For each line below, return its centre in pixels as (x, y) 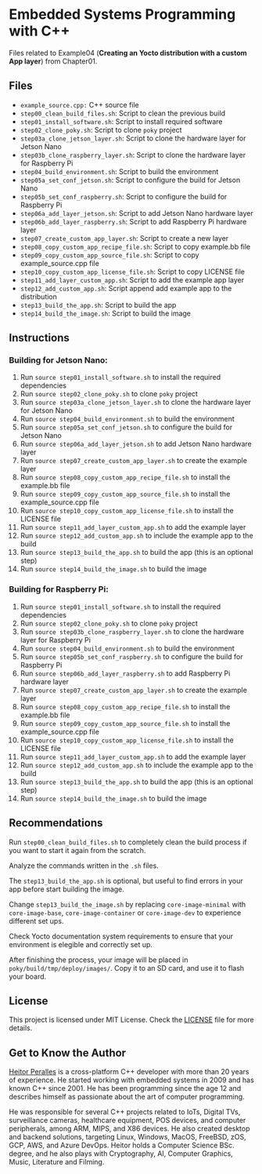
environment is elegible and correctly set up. (81, 944)
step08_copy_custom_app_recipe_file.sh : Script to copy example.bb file (135, 246)
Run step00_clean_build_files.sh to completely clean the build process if (128, 842)
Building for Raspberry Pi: (59, 589)
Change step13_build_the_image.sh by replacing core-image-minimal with (127, 904)
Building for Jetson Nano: (58, 360)
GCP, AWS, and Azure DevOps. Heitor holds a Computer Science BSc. (122, 1145)
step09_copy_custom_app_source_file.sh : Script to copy (109, 255)
